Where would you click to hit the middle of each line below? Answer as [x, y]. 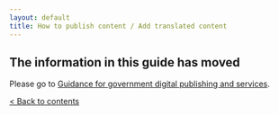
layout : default [40, 18]
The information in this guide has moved [125, 62]
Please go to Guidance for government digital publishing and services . [139, 84]
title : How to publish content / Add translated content [118, 26]
